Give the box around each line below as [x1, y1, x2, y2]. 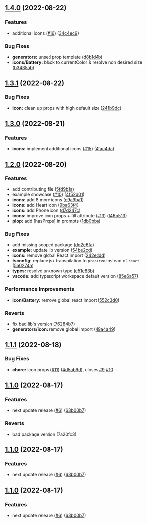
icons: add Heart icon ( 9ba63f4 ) [12, 202, 79, 208]
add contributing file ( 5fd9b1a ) [12, 186, 74, 192]
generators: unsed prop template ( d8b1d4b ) [12, 54, 103, 60]
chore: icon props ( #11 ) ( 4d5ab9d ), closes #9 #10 [12, 366, 114, 372]
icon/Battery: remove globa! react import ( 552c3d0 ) [12, 297, 120, 303]
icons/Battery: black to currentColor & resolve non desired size [12, 59, 143, 65]
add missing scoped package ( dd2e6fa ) [12, 242, 94, 248]
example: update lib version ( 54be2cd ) [12, 247, 93, 253]
